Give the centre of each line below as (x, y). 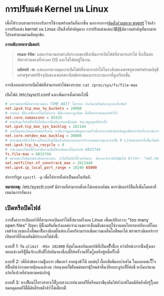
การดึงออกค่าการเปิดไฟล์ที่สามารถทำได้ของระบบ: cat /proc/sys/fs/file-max (71, 85)
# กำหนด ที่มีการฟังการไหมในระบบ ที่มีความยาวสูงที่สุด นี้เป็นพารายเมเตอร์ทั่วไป (61, 113)
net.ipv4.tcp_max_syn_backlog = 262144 (46, 127)
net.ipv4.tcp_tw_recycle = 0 (35, 145)
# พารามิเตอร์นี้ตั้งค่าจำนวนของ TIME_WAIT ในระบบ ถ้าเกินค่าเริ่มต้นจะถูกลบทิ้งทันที (66, 104)
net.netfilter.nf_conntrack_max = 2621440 (49, 163)
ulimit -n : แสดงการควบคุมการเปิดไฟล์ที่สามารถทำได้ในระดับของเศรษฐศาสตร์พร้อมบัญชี (88, 69)
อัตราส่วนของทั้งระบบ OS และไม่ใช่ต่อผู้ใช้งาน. (54, 59)
